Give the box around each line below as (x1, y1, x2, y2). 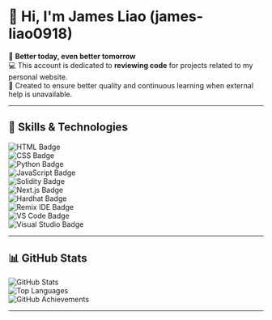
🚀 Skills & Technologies (8, 121, 128, 134)
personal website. (8, 72, 68, 82)
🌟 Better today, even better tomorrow (8, 51, 136, 61)
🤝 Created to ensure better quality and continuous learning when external (8, 80, 253, 90)
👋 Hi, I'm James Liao (8, 7, 147, 26)
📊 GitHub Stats (8, 251, 87, 266)
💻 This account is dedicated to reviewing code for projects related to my (8, 60, 253, 70)
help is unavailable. (8, 89, 73, 99)
